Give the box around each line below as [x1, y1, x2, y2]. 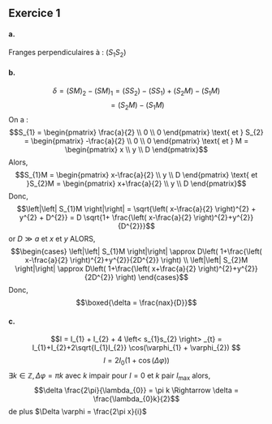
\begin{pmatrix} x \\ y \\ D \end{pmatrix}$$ [64, 145, 209, 155]
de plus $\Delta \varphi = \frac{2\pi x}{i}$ [8, 406, 148, 416]
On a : [8, 115, 28, 125]
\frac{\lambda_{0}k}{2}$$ [93, 393, 180, 404]
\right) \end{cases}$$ [115, 272, 189, 282]
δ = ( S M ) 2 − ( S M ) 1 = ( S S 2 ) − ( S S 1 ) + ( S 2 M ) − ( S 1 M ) [52, 85, 221, 97]
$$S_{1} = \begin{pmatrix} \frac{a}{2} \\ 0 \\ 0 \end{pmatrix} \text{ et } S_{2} [9, 127, 264, 137]
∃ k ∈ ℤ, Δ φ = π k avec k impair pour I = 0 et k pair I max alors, [8, 370, 211, 382]
